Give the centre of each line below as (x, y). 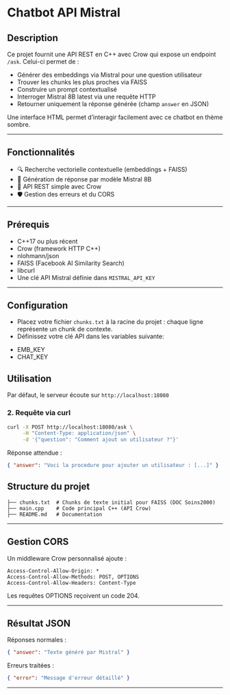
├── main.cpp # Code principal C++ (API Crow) (79, 508)
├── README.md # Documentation (55, 514)
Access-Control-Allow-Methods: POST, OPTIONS (73, 577)
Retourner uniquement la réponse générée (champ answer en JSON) (113, 104)
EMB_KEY (31, 350)
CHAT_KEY (33, 357)
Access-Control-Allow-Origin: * (53, 571)
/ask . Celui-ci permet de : (43, 62)
